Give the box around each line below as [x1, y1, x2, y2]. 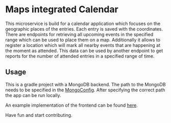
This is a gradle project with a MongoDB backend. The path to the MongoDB [5, 81, 166, 87]
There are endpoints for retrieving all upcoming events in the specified [5, 31, 154, 37]
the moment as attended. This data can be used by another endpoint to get [5, 47, 163, 54]
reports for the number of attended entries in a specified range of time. [5, 53, 155, 59]
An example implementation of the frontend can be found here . [5, 102, 138, 108]
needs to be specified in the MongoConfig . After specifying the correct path [5, 87, 165, 93]
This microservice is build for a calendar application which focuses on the [5, 20, 161, 27]
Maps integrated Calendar [5, 4, 118, 15]
